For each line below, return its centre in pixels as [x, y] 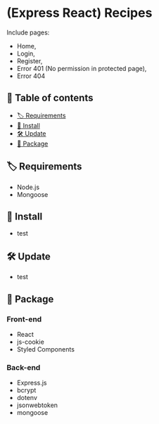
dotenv [27, 398]
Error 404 [31, 76]
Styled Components [46, 349]
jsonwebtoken [37, 405]
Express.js [32, 383]
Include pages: [28, 32]
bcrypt [26, 390]
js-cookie [31, 342]
